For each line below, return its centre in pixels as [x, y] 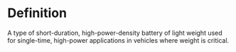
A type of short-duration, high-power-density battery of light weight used [115, 33]
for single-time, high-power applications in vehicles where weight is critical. [118, 40]
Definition [37, 13]
